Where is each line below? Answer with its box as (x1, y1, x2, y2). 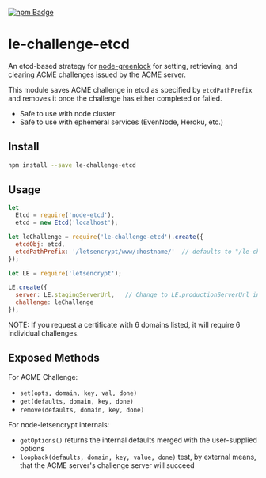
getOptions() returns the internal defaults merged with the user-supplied (19, 435, 257, 445)
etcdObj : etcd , (15, 240, 66, 248)
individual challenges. (8, 328, 79, 338)
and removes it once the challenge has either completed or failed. (8, 93, 223, 103)
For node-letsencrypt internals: (8, 419, 110, 429)
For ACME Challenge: (8, 372, 78, 381)
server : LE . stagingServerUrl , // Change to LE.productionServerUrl (15, 291, 249, 299)
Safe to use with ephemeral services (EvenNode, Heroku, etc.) (19, 117, 224, 127)
